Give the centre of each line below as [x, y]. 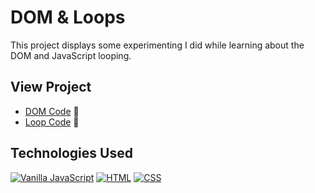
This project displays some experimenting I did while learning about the [157, 45]
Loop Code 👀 [52, 122]
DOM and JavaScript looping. [71, 55]
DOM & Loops [68, 17]
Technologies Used [71, 153]
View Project [51, 87]
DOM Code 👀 [52, 111]
